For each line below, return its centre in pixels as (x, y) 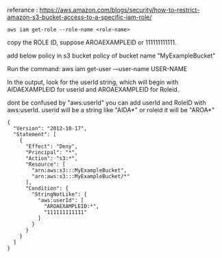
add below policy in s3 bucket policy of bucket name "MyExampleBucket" (111, 55)
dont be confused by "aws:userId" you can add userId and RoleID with (107, 103)
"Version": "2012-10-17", (50, 129)
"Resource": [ (46, 164)
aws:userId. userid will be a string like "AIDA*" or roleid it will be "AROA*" (111, 110)
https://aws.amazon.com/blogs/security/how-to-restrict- (120, 10)
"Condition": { (47, 188)
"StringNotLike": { (60, 194)
